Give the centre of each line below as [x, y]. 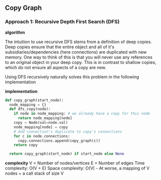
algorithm [15, 32]
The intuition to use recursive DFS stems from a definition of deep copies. [79, 42]
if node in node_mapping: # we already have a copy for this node [82, 114]
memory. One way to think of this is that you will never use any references [79, 57]
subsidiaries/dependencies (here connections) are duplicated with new [76, 52]
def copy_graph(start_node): [34, 100]
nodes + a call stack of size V [34, 173]
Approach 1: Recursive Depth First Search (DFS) [62, 22]
